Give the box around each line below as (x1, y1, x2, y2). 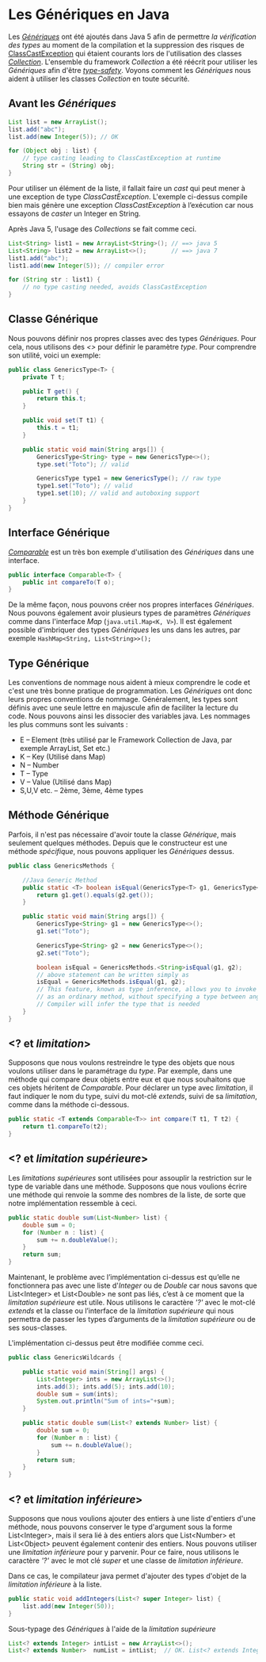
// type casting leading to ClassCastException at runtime (22, 155, 222, 163)
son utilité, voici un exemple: (8, 350, 101, 360)
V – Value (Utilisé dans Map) (19, 777, 112, 787)
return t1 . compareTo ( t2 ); (22, 1123, 108, 1131)
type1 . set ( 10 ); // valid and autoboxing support (36, 489, 200, 497)
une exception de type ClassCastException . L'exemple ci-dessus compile (8, 192, 248, 201)
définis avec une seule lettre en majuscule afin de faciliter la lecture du (8, 703, 239, 713)
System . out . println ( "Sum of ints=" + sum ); (36, 1397, 176, 1405)
